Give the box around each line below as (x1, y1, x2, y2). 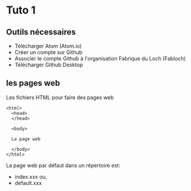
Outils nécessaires (6, 27, 76, 37)
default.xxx (14, 179, 42, 186)
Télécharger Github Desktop (14, 61, 83, 68)
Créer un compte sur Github (14, 49, 83, 56)
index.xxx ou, (14, 173, 48, 180)
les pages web (6, 78, 61, 88)
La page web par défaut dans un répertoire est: (6, 162, 120, 169)
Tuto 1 (6, 4, 36, 17)
